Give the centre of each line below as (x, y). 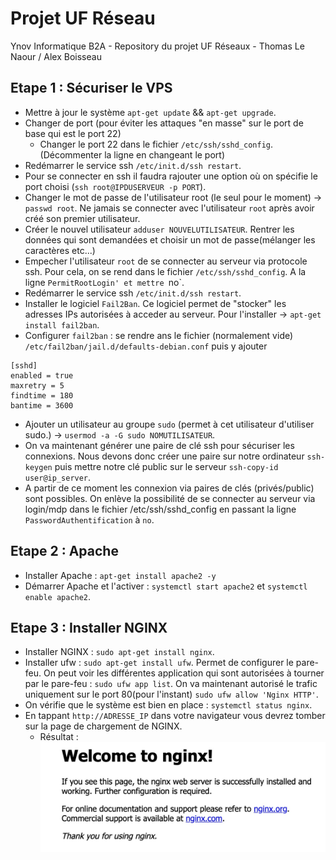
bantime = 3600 (42, 405)
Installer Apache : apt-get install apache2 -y (120, 575)
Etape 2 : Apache (64, 551)
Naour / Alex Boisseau (56, 56)
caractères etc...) (60, 250)
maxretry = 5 (37, 385)
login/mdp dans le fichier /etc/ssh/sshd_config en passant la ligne (160, 509)
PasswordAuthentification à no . (89, 519)
